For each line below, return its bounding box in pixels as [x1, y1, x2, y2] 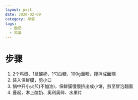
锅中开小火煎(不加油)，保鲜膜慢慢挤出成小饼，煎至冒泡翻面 [12, 83, 134, 89]
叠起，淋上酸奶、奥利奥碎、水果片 [12, 89, 82, 95]
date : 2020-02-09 [5, 12, 41, 17]
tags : [5, 21, 16, 26]
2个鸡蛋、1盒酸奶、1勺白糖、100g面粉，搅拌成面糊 [12, 71, 116, 77]
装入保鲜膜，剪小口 [12, 77, 52, 83]
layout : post [5, 7, 32, 12]
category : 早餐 [5, 16, 35, 21]
